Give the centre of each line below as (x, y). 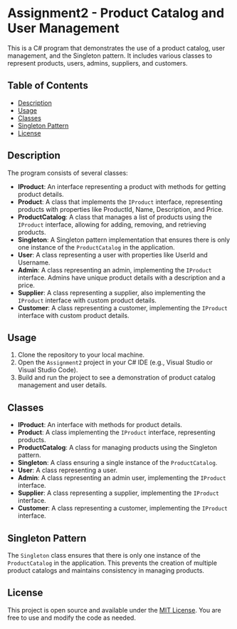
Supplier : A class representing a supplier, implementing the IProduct (118, 493)
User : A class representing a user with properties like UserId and (112, 255)
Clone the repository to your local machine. (81, 355)
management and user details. (62, 385)
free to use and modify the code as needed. (72, 618)
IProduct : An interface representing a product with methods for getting (122, 186)
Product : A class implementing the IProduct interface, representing (116, 432)
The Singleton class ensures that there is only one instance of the (104, 555)
